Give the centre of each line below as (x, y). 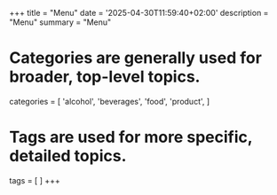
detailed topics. (68, 156)
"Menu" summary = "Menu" (60, 22)
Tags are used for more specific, (131, 137)
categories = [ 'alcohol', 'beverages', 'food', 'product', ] (110, 101)
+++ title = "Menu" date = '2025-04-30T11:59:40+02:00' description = (139, 13)
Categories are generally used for (135, 58)
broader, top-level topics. (105, 77)
